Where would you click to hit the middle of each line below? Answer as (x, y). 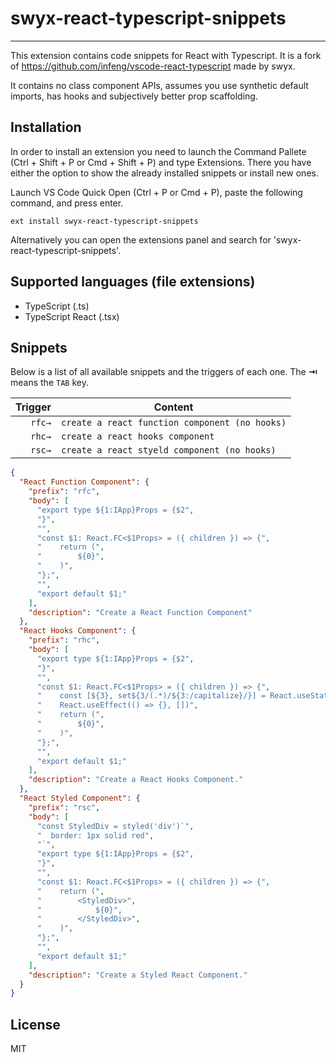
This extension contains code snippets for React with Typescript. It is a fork (166, 55)
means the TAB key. (49, 383)
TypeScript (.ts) (57, 306)
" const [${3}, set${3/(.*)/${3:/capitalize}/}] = (151, 696)
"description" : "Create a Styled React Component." (138, 975)
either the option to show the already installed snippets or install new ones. (164, 173)
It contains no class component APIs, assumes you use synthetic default (159, 85)
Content (173, 407)
